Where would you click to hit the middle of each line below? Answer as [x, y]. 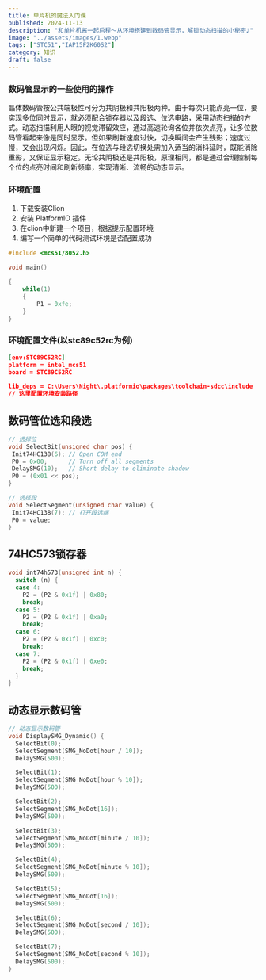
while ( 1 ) [37, 289]
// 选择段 [23, 498]
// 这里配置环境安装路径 [43, 394]
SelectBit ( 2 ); [38, 802]
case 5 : [28, 610]
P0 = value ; [31, 520]
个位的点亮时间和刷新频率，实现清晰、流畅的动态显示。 [98, 167]
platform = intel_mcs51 [47, 365]
